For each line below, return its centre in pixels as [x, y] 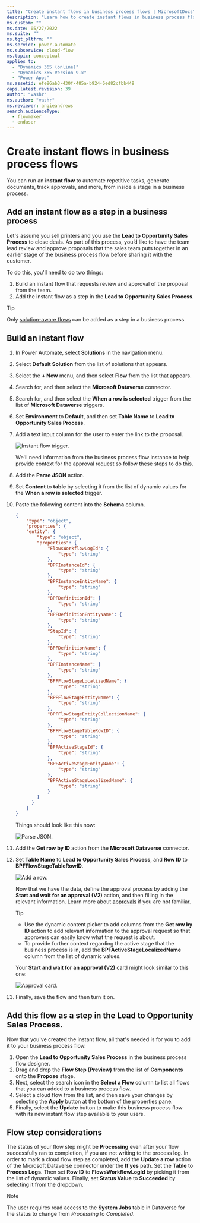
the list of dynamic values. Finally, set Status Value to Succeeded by [91, 1178]
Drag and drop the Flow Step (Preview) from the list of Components [99, 1070]
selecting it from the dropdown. [45, 1185]
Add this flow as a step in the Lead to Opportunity [100, 1016]
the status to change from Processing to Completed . [71, 1214]
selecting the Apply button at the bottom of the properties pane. [94, 1101]
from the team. [34, 290]
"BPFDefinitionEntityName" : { [85, 615]
